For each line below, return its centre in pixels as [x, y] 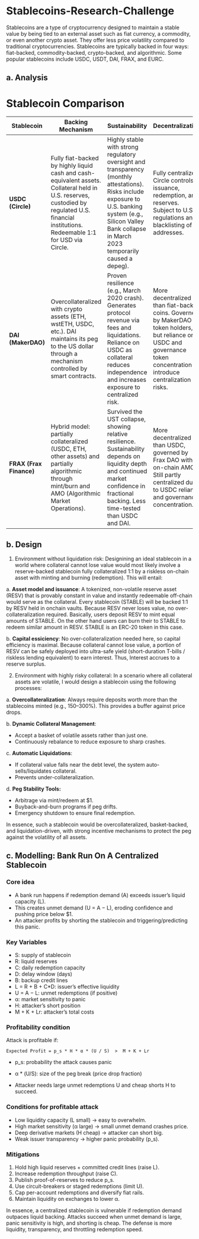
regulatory [121, 155]
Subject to [167, 211]
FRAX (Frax [26, 464]
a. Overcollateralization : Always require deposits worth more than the [92, 700]
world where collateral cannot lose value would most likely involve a [97, 565]
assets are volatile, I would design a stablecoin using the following [95, 682]
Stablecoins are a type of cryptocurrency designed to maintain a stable [93, 27]
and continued [127, 471]
